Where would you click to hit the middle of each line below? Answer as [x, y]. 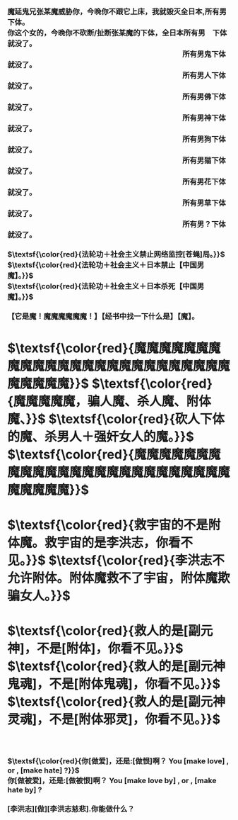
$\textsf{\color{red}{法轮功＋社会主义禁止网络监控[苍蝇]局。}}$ [116, 254]
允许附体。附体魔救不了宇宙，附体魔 [113, 578]
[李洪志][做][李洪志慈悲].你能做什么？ [71, 809]
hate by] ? [25, 790]
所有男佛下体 [204, 96]
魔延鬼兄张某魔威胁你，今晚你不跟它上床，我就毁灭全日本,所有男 [117, 11]
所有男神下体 [204, 118]
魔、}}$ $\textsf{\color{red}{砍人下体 [116, 419]
